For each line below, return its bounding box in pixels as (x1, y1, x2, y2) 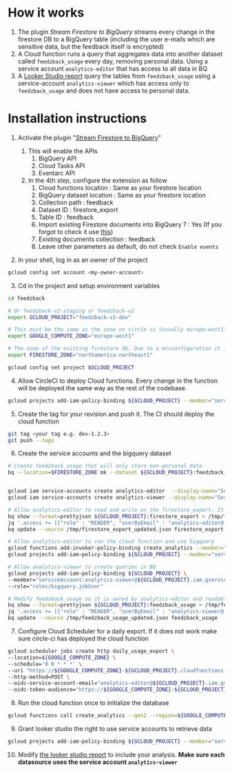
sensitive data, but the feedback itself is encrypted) (17, 42, 165, 50)
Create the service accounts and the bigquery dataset (17, 449, 171, 457)
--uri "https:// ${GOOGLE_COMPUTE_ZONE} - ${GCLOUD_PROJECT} (8, 667, 178, 674)
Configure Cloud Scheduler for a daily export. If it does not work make (17, 627, 218, 635)
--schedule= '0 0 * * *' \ (8, 660, 82, 667)
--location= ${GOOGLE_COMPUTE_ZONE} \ (8, 654, 116, 661)
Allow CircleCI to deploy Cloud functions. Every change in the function (17, 376, 218, 385)
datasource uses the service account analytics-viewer (17, 758, 178, 766)
